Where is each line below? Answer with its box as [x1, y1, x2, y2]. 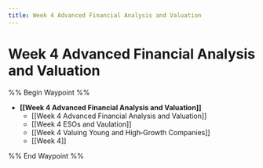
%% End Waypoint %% [8, 151, 84, 160]
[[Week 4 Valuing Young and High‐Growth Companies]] [31, 127, 210, 137]
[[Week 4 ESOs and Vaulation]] [31, 119, 132, 129]
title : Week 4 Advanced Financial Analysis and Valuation [8, 11, 202, 20]
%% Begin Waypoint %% [8, 88, 90, 97]
